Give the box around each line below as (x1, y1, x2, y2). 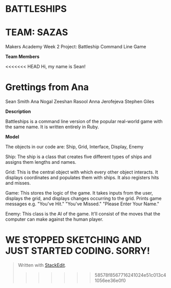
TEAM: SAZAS (5, 27, 68, 39)
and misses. (5, 180, 31, 186)
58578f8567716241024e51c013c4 (94, 272, 166, 278)
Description (5, 108, 31, 114)
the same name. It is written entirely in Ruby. (5, 124, 99, 130)
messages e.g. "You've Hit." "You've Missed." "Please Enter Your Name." (5, 201, 160, 207)
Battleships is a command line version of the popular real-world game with (5, 119, 163, 125)
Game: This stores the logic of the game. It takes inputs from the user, (5, 190, 153, 196)
